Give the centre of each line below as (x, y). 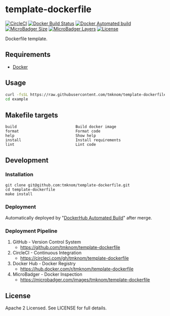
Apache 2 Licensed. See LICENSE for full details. (56, 308)
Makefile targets (32, 115)
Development (27, 160)
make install (19, 194)
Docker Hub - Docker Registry (44, 264)
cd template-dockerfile (30, 189)
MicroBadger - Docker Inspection (47, 274)
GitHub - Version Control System (47, 242)
